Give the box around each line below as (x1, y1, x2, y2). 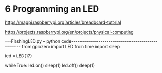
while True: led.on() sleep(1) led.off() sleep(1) (5, 62, 95, 68)
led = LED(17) (5, 53, 32, 59)
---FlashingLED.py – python (5, 38, 61, 44)
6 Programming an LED (5, 3, 99, 15)
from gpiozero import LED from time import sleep (21, 43, 120, 49)
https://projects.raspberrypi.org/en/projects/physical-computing (5, 29, 134, 35)
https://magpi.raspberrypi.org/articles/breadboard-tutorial (5, 19, 121, 25)
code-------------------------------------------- (61, 38, 158, 44)
